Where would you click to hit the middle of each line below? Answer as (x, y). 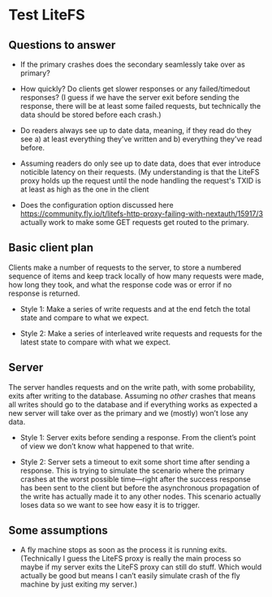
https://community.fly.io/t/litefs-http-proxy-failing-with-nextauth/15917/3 (142, 214)
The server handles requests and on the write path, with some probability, (132, 387)
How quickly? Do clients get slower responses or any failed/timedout (135, 89)
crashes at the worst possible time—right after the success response (136, 479)
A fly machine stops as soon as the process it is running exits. (123, 550)
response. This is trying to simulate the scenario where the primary (132, 470)
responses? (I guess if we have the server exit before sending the (130, 97)
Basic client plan (51, 248)
